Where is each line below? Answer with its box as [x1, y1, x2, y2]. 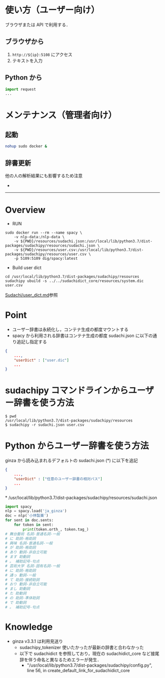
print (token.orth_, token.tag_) [23, 527, 89, 532]
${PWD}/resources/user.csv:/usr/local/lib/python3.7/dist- [20, 247, 144, 252]
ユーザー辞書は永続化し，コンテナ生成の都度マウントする [12, 326, 129, 332]
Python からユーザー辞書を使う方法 [5, 440, 149, 452]
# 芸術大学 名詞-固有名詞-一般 [5, 563, 60, 568]
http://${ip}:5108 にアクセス [12, 51, 73, 57]
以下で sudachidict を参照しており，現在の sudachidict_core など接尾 [19, 650, 160, 656]
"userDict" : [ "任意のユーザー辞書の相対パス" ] [14, 476, 103, 481]
